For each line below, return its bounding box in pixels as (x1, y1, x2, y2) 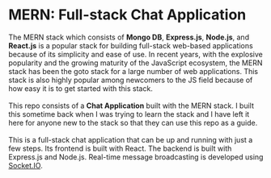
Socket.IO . (8, 160, 43, 170)
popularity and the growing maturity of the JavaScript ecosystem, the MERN (8, 58, 263, 68)
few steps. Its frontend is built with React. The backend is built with (8, 143, 232, 153)
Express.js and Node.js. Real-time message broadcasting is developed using (8, 151, 264, 162)
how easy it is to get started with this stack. (8, 83, 154, 93)
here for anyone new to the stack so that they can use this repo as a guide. (8, 118, 258, 127)
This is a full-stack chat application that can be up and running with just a (8, 135, 253, 144)
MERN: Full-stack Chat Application (8, 6, 247, 24)
